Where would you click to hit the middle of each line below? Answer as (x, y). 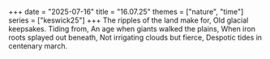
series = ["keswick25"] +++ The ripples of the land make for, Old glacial (129, 20)
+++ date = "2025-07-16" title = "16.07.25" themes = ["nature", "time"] (126, 12)
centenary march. (38, 46)
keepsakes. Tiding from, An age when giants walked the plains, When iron (132, 29)
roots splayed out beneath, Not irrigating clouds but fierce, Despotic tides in (135, 37)
